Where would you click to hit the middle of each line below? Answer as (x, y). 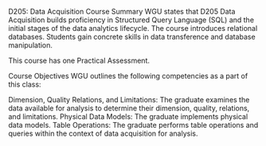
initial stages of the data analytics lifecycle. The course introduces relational (133, 28)
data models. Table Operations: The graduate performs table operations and (133, 125)
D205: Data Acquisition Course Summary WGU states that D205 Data (122, 12)
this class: (25, 84)
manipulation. (31, 45)
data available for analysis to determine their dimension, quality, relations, (129, 108)
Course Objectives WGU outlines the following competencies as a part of (128, 76)
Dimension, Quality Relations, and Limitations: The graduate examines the (129, 100)
